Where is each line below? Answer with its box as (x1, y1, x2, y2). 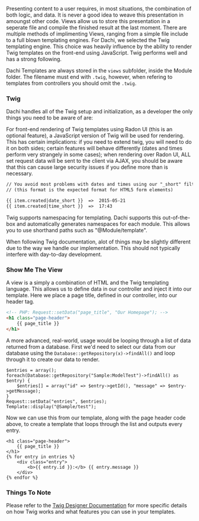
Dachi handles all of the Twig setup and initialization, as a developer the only (6, 108, 193, 115)
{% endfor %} (6, 475, 38, 481)
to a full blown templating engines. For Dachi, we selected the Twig (6, 37, 170, 43)
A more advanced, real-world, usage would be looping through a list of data (6, 337, 191, 344)
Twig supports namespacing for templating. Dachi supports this (6, 214, 162, 221)
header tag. (6, 298, 34, 305)
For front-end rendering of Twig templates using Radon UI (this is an (6, 126, 173, 133)
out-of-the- (162, 214, 191, 221)
